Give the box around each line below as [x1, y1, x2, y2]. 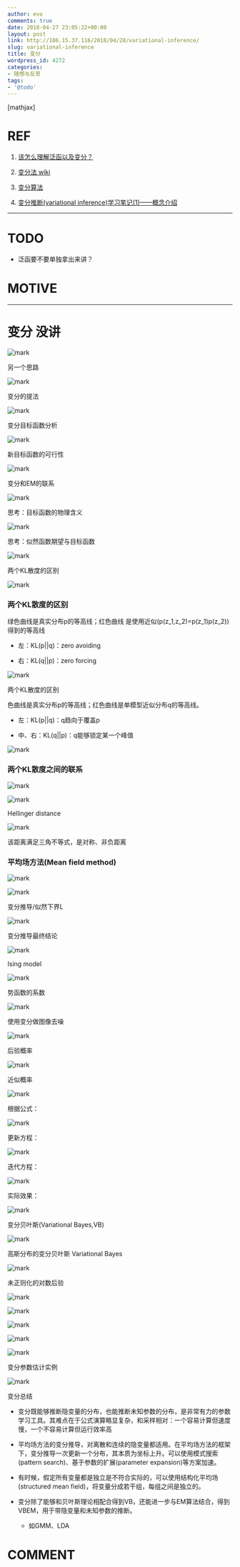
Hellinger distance [7, 809, 61, 817]
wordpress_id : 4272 [7, 57, 66, 64]
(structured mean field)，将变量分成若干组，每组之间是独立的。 [17, 1482, 205, 1491]
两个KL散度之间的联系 [7, 765, 84, 775]
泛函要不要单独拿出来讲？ [17, 255, 94, 264]
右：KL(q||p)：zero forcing [17, 657, 96, 665]
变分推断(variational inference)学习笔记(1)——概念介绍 [17, 198, 178, 207]
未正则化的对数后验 [7, 1278, 64, 1287]
